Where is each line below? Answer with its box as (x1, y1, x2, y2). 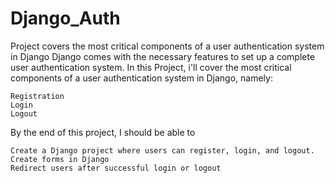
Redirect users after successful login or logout (10, 163, 222, 173)
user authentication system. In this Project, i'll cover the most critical (10, 61, 292, 73)
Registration (10, 91, 65, 101)
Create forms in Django (10, 154, 110, 164)
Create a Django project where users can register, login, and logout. (10, 145, 315, 156)
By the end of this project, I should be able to (10, 126, 196, 138)
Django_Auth (10, 7, 121, 30)
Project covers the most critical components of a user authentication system (10, 40, 325, 52)
